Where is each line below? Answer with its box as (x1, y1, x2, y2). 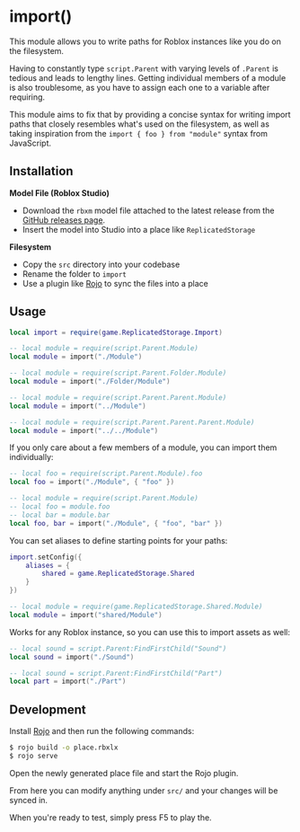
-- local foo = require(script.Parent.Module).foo (9, 469, 203, 478)
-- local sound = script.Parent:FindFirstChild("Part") (9, 668, 223, 677)
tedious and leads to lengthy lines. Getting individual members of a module (9, 72, 287, 83)
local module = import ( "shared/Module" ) (9, 610, 163, 619)
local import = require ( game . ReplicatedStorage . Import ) (9, 328, 223, 337)
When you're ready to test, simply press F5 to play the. (9, 811, 213, 823)
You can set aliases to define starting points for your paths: (9, 535, 228, 545)
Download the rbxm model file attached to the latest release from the (22, 205, 275, 216)
